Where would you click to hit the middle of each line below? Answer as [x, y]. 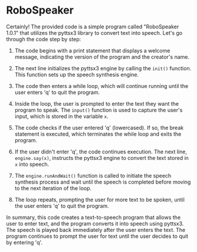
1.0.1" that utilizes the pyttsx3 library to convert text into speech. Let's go [94, 32]
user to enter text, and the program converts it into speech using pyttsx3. [95, 223]
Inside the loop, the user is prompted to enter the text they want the [97, 103]
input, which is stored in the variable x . [62, 116]
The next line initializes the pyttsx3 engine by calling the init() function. [103, 68]
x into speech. [32, 164]
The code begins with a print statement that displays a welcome [92, 50]
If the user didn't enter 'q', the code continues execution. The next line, [101, 152]
